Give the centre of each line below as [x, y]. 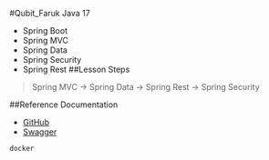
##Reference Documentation [64, 105]
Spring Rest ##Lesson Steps [76, 69]
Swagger [40, 132]
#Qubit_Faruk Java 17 [50, 13]
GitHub [36, 122]
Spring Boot [45, 30]
